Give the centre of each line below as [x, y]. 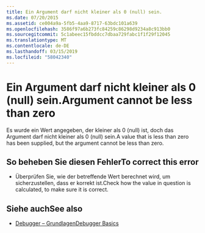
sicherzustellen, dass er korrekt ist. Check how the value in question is [103, 183]
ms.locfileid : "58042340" [39, 57]
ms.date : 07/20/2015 [33, 18]
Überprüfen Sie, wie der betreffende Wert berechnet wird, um [93, 176]
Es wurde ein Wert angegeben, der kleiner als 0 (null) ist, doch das [90, 130]
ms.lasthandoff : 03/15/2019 [42, 52]
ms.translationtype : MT [37, 40]
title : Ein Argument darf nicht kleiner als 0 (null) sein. [85, 12]
